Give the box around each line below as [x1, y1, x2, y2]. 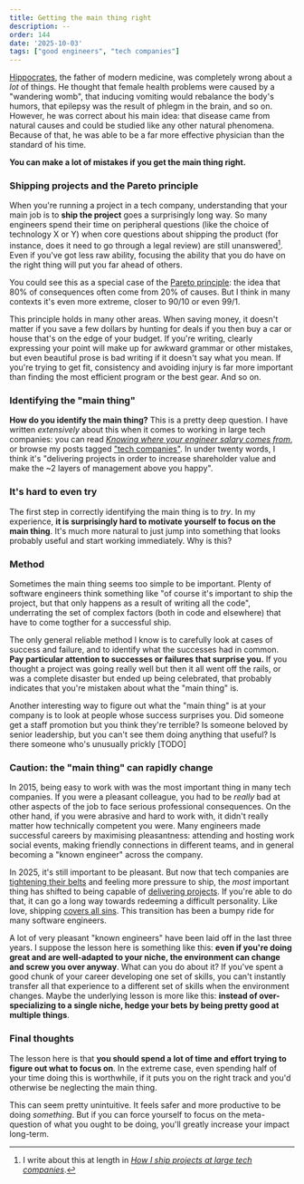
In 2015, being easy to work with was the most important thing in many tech [9, 781, 291, 793]
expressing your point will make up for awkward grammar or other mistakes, [9, 343, 294, 354]
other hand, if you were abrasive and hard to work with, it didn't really [9, 810, 269, 821]
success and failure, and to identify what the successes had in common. [9, 644, 280, 655]
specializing [9, 1000, 57, 1011]
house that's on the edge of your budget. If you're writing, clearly [9, 333, 253, 345]
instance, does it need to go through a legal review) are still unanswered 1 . [9, 238, 283, 251]
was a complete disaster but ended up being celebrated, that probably [9, 673, 272, 684]
